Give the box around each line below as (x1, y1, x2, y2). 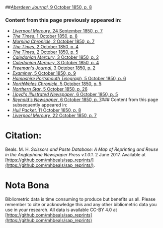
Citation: (5, 130, 42, 141)
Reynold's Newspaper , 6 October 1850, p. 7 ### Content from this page (12, 97, 159, 103)
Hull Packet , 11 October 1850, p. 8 (12, 107, 81, 114)
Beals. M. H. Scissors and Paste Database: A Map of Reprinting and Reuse (5, 146, 159, 152)
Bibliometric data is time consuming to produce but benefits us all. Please (5, 196, 156, 202)
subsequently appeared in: (12, 102, 68, 108)
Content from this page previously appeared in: (5, 16, 122, 23)
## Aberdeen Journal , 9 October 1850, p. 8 (5, 4, 92, 10)
